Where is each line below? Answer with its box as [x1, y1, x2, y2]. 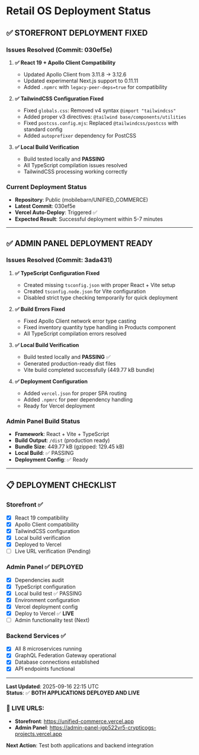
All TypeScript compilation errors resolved [23, 330, 127, 337]
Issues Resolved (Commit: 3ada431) [6, 256, 113, 265]
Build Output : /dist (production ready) [14, 437, 110, 444]
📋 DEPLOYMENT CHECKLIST [6, 480, 117, 490]
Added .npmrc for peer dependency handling [23, 396, 133, 403]
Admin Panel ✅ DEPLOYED [6, 563, 84, 571]
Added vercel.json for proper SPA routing [23, 390, 127, 397]
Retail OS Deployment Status [6, 4, 151, 18]
